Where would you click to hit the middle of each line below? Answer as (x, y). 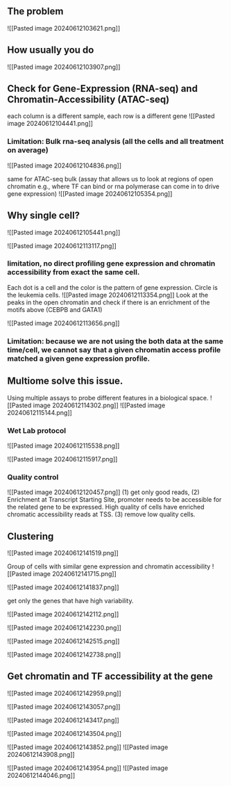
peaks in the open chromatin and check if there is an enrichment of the (109, 302)
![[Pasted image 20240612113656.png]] (63, 323)
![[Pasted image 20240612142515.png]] (63, 641)
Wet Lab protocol (37, 430)
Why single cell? (44, 216)
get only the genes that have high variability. (70, 600)
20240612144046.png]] (41, 775)
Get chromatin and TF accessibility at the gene (110, 677)
